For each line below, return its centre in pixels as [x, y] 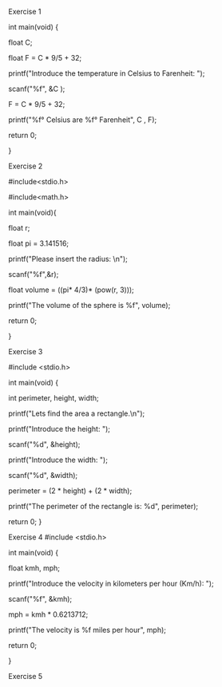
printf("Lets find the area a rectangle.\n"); [77, 413]
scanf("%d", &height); [44, 444]
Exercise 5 [26, 676]
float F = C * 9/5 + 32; [45, 58]
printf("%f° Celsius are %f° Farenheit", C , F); [83, 120]
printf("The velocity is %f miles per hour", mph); [87, 630]
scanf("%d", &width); [43, 475]
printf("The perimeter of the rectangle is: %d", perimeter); [103, 506]
